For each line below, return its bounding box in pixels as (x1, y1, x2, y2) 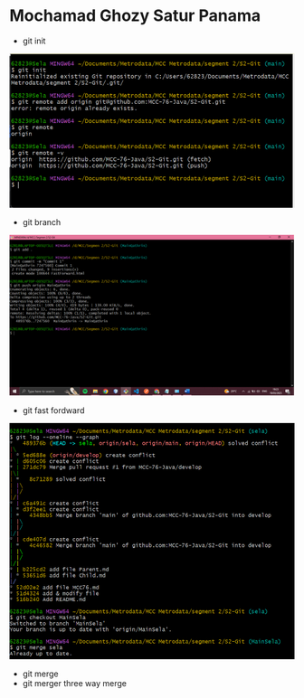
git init (22, 35, 46, 46)
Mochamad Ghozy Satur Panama (9, 5, 261, 26)
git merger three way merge (22, 678, 127, 689)
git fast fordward (22, 404, 85, 416)
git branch (22, 217, 62, 228)
